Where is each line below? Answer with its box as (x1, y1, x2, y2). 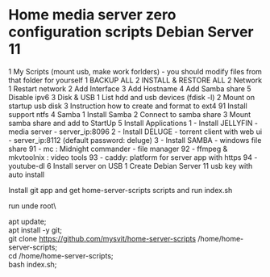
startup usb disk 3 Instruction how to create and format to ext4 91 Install (8, 101, 247, 111)
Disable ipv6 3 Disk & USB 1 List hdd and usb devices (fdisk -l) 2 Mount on (8, 92, 255, 102)
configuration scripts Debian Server (8, 23, 254, 41)
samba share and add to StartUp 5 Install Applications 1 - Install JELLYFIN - (8, 118, 258, 128)
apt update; (8, 216, 47, 226)
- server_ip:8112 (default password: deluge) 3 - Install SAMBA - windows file (8, 135, 262, 145)
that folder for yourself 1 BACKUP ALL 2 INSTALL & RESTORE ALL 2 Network (8, 75, 263, 85)
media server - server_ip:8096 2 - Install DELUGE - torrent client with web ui (8, 127, 263, 136)
